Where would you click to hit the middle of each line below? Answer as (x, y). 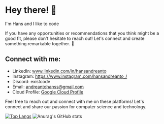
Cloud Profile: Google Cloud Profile (48, 92)
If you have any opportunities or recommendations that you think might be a (82, 33)
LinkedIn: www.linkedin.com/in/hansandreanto (59, 71)
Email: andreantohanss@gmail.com (48, 87)
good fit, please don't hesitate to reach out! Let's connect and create (75, 38)
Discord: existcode (31, 81)
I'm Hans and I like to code (32, 24)
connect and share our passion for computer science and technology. (76, 107)
